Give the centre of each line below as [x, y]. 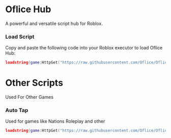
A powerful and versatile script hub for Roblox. [54, 23]
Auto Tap [17, 110]
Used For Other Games [29, 97]
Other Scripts [34, 83]
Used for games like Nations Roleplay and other [55, 121]
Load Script [20, 37]
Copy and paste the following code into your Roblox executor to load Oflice [84, 48]
